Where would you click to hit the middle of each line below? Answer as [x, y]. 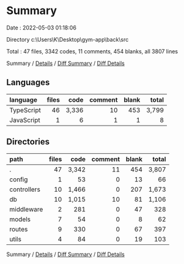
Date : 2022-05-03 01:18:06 [41, 28]
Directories [28, 142]
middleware [26, 209]
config [19, 179]
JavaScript [25, 120]
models [20, 219]
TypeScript [25, 110]
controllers [25, 189]
